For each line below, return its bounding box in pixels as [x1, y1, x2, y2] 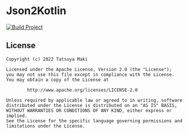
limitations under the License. [6, 123, 85, 129]
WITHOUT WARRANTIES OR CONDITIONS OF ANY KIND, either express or [6, 108, 172, 113]
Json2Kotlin [6, 4, 66, 18]
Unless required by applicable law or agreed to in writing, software [6, 97, 183, 103]
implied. [6, 113, 28, 119]
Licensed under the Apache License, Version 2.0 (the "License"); [6, 66, 172, 72]
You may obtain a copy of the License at [6, 76, 109, 83]
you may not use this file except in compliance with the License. [6, 72, 175, 78]
